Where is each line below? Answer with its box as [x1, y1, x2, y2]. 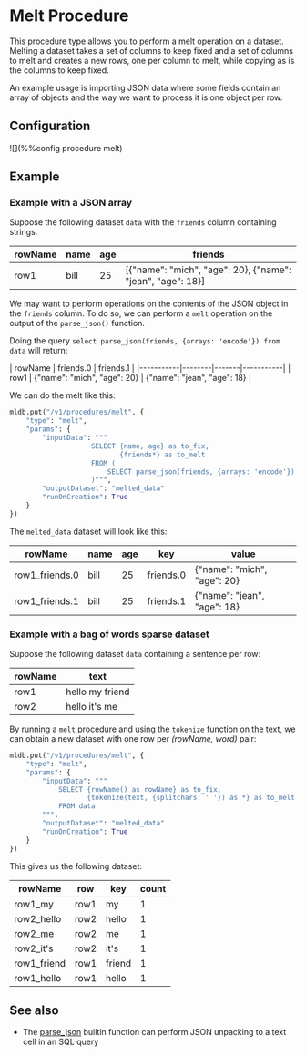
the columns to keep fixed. [9, 65, 109, 76]
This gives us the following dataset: [9, 860, 143, 871]
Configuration [9, 118, 91, 134]
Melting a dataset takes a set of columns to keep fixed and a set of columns [9, 45, 294, 56]
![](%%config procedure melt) [9, 142, 123, 153]
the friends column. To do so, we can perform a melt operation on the [9, 308, 273, 319]
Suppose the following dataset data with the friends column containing [9, 217, 277, 228]
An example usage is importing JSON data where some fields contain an [9, 82, 281, 93]
